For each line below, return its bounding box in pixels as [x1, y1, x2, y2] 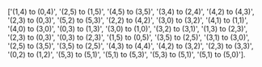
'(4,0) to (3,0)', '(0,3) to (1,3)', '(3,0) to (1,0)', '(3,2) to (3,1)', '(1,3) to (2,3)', [7, 24, 248, 33]
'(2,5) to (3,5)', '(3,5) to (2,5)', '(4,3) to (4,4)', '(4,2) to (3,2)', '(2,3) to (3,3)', [7, 41, 254, 51]
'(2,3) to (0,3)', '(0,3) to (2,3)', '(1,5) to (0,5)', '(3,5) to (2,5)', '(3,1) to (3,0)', [7, 32, 250, 42]
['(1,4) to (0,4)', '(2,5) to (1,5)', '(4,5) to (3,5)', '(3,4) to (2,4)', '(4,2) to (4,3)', [7, 7, 256, 16]
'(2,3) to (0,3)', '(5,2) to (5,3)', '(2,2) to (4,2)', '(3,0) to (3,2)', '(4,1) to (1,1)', [7, 15, 248, 25]
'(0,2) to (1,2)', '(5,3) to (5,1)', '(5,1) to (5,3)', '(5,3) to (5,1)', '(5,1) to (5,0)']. [7, 50, 246, 59]
